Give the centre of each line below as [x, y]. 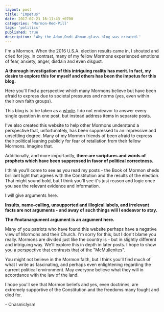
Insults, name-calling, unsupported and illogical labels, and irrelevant [77, 205]
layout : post [18, 10]
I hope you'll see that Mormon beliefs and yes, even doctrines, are [72, 284]
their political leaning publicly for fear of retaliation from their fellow [73, 141]
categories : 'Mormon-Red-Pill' [37, 23]
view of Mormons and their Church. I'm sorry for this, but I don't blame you [81, 234]
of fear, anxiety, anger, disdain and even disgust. [54, 61]
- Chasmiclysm [20, 304]
